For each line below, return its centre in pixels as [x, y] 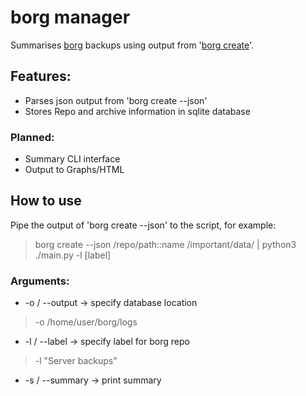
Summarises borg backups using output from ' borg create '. [132, 45]
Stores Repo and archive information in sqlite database [137, 111]
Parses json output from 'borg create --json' [116, 100]
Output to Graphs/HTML [74, 170]
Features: [41, 76]
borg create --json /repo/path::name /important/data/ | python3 [165, 244]
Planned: [32, 137]
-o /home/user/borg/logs [86, 322]
